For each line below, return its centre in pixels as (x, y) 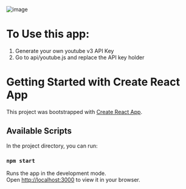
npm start (21, 161)
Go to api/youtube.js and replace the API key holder (80, 57)
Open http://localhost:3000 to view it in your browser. (74, 179)
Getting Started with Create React (93, 82)
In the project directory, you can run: (52, 146)
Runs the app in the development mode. (56, 173)
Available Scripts (39, 131)
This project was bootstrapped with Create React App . (74, 112)
